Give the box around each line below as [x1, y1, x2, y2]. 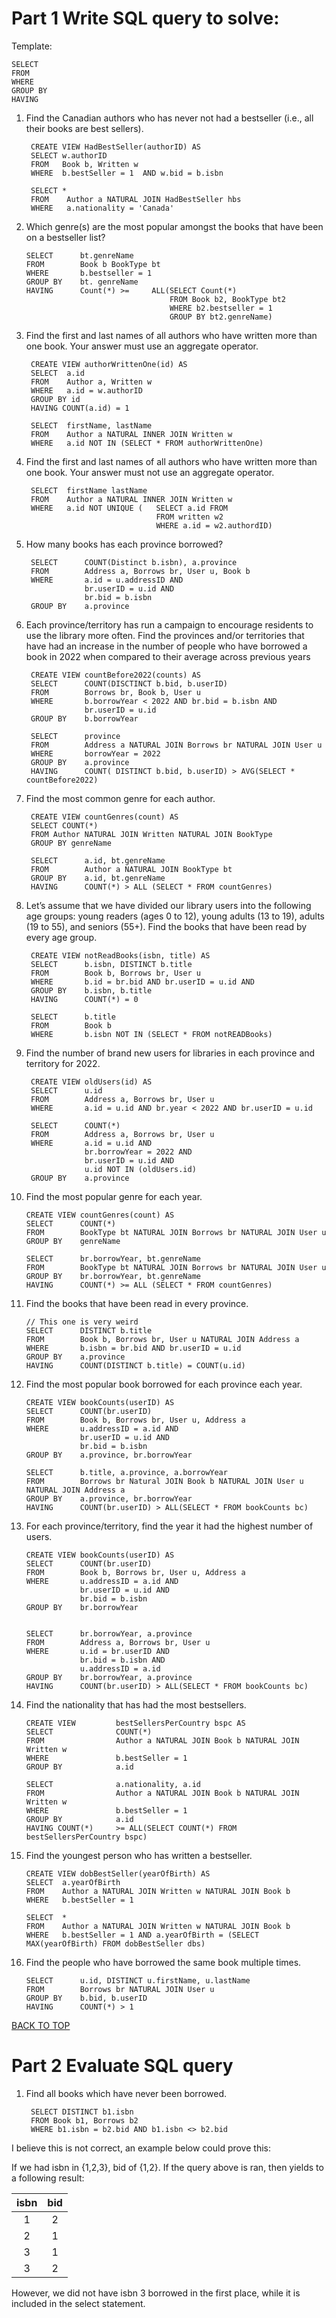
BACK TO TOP [11, 2019, 71, 2031]
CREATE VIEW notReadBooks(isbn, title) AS [30, 950, 211, 961]
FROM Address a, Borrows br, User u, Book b [30, 566, 251, 576]
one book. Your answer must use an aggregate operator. [25, 340, 259, 352]
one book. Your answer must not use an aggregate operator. [25, 466, 275, 478]
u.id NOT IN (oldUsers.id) [84, 1164, 197, 1174]
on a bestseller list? [25, 231, 106, 243]
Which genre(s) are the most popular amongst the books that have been [25, 220, 324, 232]
